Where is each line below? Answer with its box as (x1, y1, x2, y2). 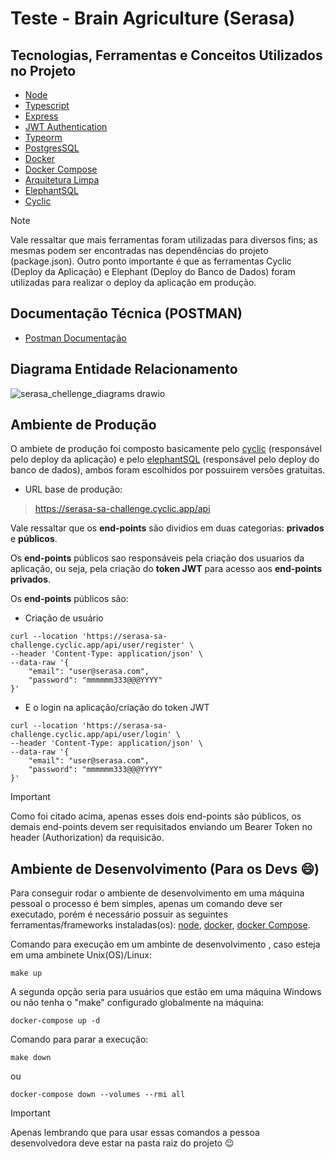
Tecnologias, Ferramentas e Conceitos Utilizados (10, 47, 323, 64)
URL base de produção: (24, 483, 123, 496)
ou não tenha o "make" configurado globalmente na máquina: (10, 997, 265, 1009)
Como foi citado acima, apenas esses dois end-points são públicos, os (10, 810, 302, 822)
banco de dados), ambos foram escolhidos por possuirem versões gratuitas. (10, 464, 326, 476)
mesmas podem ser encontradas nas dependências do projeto (10, 245, 269, 256)
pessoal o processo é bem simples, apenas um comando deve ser (10, 898, 283, 910)
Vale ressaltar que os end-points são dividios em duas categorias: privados (10, 522, 325, 534)
